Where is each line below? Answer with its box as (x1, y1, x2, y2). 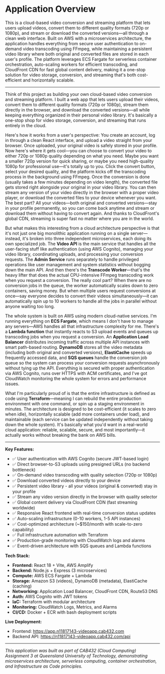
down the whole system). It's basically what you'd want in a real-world (5, 421, 148, 427)
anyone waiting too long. (5, 303, 55, 309)
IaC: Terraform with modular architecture (12, 598, 96, 605)
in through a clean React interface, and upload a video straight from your (5, 137, 152, 143)
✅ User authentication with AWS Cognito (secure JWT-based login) (12, 455, 149, 461)
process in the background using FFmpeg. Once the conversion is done (5, 173, 150, 180)
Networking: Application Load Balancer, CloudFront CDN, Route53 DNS (12, 588, 158, 594)
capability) (12, 527, 34, 533)
